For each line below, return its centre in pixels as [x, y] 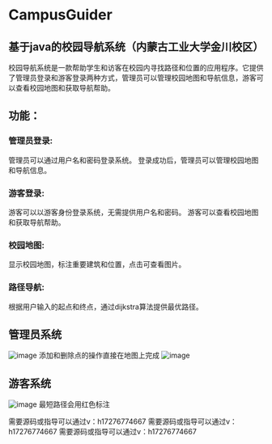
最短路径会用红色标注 [75, 404]
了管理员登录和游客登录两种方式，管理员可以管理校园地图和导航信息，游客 [132, 78]
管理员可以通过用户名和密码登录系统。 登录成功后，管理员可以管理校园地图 [134, 160]
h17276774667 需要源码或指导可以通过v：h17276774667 [102, 432]
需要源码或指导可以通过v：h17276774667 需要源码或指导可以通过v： [123, 421]
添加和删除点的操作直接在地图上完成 [100, 355]
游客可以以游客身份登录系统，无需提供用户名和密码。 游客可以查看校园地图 [134, 212]
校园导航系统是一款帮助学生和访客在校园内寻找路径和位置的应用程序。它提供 [136, 68]
